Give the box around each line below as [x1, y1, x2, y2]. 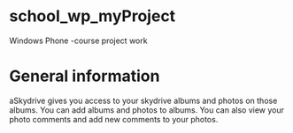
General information [9, 66, 160, 86]
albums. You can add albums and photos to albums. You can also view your [9, 104, 285, 115]
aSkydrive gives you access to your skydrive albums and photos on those [9, 95, 278, 106]
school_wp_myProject [9, 6, 176, 26]
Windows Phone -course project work [9, 35, 148, 46]
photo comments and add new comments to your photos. [9, 114, 219, 124]
